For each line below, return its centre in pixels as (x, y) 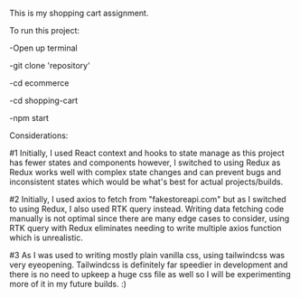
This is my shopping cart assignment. (79, 13)
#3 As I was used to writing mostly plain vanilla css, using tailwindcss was (147, 255)
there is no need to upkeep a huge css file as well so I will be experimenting (150, 274)
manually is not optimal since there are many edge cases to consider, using (150, 219)
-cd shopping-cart (44, 100)
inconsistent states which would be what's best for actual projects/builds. (146, 182)
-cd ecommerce (39, 83)
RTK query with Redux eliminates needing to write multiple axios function (145, 228)
